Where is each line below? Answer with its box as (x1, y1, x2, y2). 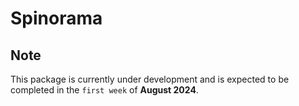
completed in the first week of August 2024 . (10, 84, 199, 96)
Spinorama (10, 7, 103, 30)
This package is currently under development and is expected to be (10, 73, 290, 85)
